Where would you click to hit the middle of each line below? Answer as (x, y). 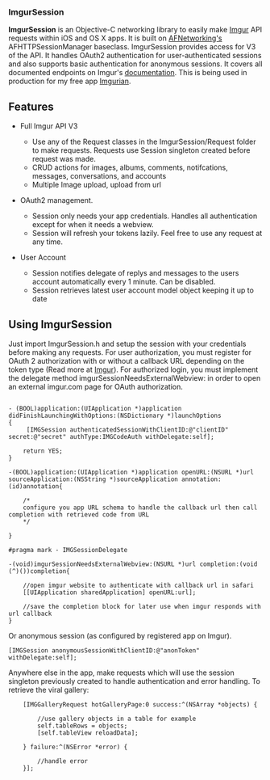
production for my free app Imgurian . (70, 81)
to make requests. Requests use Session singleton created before (141, 150)
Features (31, 106)
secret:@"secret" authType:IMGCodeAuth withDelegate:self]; (112, 436)
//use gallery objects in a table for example (117, 719)
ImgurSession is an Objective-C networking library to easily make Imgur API (135, 30)
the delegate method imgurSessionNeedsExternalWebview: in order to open (135, 377)
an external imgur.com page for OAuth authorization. (96, 386)
